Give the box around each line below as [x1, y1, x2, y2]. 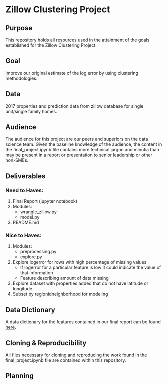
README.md [12, 219, 39, 226]
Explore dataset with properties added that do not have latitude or [12, 280, 149, 286]
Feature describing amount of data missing [20, 275, 109, 281]
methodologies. [5, 75, 38, 81]
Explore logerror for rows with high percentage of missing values [12, 259, 147, 265]
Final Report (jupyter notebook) [12, 198, 78, 204]
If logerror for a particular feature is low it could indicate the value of [20, 264, 161, 271]
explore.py [20, 254, 42, 260]
